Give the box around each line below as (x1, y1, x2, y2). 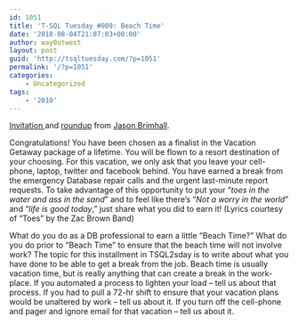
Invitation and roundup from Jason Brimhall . (9, 120, 171, 131)
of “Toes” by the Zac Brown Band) (9, 213, 135, 223)
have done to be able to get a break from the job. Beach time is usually (9, 259, 269, 270)
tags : (9, 87, 29, 96)
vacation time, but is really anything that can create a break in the (9, 268, 249, 279)
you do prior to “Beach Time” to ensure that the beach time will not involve (9, 240, 283, 250)
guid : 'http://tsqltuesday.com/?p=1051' (9, 54, 162, 63)
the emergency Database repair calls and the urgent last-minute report (9, 175, 269, 186)
